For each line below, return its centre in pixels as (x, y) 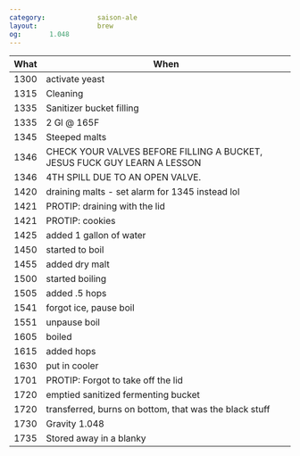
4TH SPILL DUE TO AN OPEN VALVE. (124, 178)
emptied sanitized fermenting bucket (123, 395)
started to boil (75, 250)
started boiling (76, 279)
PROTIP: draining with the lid (105, 206)
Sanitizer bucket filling (93, 108)
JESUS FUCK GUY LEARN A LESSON (124, 163)
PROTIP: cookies (81, 221)
